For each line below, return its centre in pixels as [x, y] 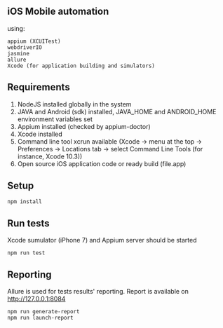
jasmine [19, 53]
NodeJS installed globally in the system [74, 104]
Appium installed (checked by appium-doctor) [84, 126]
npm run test [26, 253]
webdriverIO [25, 47]
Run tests [28, 223]
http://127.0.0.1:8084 [36, 299]
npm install [25, 202]
